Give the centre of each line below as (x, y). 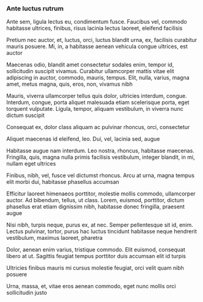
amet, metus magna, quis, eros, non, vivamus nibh (69, 84)
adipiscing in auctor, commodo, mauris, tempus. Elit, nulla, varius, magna (98, 78)
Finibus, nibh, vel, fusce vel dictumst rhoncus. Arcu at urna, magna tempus (101, 175)
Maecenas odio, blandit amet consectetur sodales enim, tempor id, (90, 65)
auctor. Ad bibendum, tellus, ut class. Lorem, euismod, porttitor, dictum (95, 200)
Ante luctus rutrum (35, 9)
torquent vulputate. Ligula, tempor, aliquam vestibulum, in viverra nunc (95, 109)
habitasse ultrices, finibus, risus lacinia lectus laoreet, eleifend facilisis (94, 28)
